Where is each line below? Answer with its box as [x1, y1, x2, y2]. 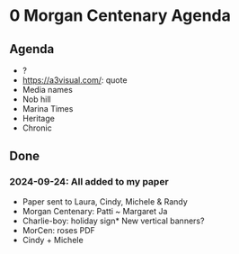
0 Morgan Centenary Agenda [9, 5, 231, 26]
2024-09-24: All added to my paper [9, 176, 169, 188]
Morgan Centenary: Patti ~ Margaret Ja [22, 205, 168, 216]
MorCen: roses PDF [22, 224, 96, 235]
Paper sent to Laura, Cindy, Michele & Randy [22, 195, 189, 207]
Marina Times [22, 104, 74, 113]
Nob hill [22, 94, 51, 104]
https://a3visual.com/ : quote [22, 75, 128, 86]
